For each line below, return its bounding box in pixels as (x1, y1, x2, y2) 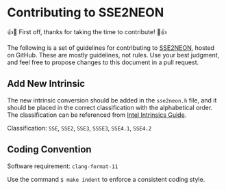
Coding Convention (7, 144, 92, 155)
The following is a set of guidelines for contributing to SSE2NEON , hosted (7, 43, 214, 52)
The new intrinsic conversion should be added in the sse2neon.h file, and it (7, 96, 217, 104)
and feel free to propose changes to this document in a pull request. (7, 58, 199, 66)
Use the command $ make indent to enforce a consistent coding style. (7, 175, 205, 183)
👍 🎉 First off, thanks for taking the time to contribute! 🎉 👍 (7, 27, 167, 36)
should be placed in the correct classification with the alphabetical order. (7, 103, 213, 111)
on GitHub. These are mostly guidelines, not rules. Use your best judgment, (7, 51, 220, 59)
